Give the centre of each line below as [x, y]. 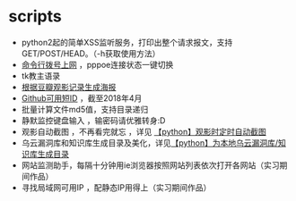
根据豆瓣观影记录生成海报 [69, 87]
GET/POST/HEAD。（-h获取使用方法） [91, 53]
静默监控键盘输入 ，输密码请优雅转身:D [93, 120]
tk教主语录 [41, 75]
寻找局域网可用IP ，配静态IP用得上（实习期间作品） [116, 187]
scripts [35, 17]
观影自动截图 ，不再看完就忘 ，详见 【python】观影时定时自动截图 [144, 131]
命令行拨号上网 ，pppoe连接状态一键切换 [97, 64]
